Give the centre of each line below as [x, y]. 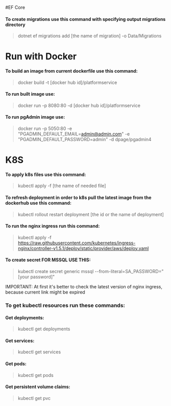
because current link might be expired [45, 292]
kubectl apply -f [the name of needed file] [62, 186]
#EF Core [15, 7]
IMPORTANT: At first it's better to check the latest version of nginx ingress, [84, 287]
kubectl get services [39, 352]
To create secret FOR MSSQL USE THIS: [48, 260]
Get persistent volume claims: [38, 387]
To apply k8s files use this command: [46, 174]
